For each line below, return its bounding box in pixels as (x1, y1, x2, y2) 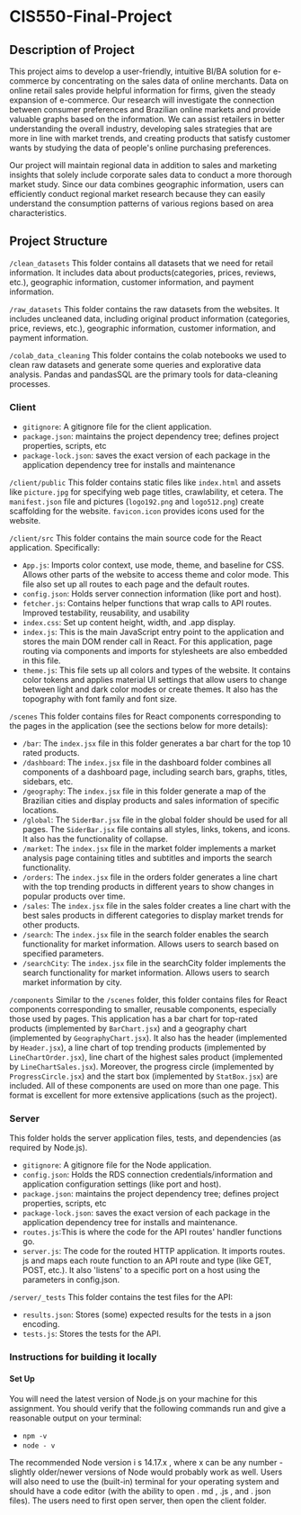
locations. (22, 805, 59, 816)
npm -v (22, 1431, 48, 1440)
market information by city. (22, 977, 123, 988)
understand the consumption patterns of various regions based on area (9, 198, 274, 209)
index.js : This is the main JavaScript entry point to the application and (22, 627, 285, 638)
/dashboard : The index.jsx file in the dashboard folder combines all (22, 757, 271, 768)
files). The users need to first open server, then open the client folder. (9, 1495, 267, 1506)
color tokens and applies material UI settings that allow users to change (22, 675, 288, 686)
